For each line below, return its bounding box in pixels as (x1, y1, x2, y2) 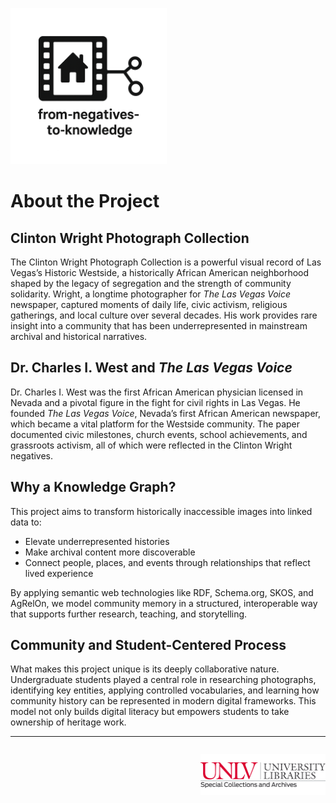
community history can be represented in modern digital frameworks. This (10, 695, 317, 707)
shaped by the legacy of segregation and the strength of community (10, 278, 292, 289)
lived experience (24, 567, 94, 579)
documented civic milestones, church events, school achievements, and (10, 428, 308, 440)
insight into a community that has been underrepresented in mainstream (10, 320, 308, 332)
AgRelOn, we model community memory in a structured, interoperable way (10, 597, 318, 609)
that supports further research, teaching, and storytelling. (10, 608, 248, 620)
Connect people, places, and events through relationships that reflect (24, 556, 311, 568)
